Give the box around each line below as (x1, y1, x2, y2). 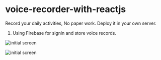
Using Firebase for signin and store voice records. (12, 30, 117, 36)
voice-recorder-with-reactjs (5, 4, 126, 15)
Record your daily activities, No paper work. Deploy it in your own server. (5, 20, 157, 26)
